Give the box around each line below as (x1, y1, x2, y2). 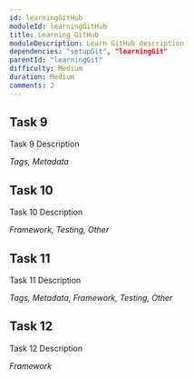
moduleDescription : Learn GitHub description (9, 38, 184, 48)
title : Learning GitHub (9, 30, 100, 39)
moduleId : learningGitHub (9, 22, 107, 31)
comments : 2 (9, 81, 54, 90)
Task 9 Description (9, 138, 80, 150)
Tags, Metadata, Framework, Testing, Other (9, 293, 173, 304)
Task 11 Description (9, 274, 82, 286)
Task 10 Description (9, 206, 83, 218)
